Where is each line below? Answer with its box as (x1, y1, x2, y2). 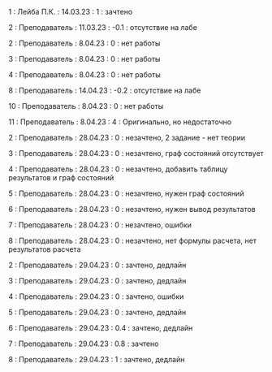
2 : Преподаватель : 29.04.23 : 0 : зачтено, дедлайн (8, 260, 187, 270)
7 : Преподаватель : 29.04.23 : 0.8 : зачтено (8, 339, 159, 348)
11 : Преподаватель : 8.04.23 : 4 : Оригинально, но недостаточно (8, 117, 232, 127)
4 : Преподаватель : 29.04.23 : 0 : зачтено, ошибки (8, 292, 184, 301)
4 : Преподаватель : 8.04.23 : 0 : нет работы (8, 70, 161, 80)
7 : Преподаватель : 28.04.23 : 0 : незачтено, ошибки (8, 220, 192, 230)
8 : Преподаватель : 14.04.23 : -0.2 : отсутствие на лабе (8, 85, 201, 95)
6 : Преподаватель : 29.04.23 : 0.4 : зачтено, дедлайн (8, 323, 193, 332)
